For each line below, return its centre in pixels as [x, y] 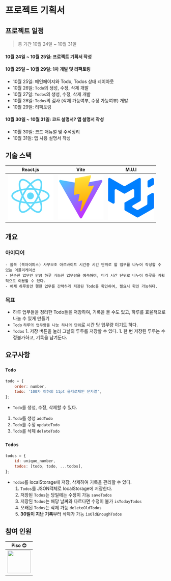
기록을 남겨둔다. [52, 338]
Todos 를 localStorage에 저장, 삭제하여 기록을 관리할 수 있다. [72, 482]
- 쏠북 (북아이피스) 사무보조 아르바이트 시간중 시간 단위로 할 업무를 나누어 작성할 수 [83, 265]
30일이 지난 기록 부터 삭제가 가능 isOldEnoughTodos [71, 514]
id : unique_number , [35, 461]
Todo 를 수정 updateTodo [36, 425]
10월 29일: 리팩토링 [32, 107]
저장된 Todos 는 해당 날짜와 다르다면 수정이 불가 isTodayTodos [81, 501]
